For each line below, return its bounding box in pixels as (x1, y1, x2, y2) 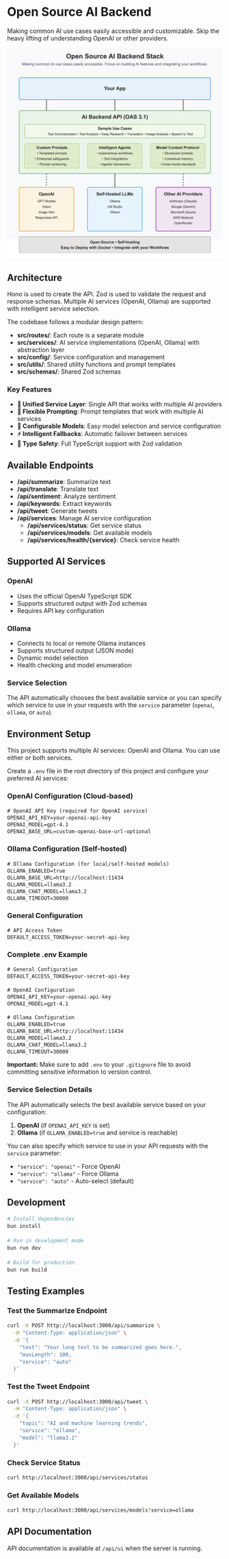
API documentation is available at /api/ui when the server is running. (7, 1544, 203, 1552)
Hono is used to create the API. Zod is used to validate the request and (7, 289, 206, 298)
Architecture (7, 271, 63, 283)
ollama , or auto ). (7, 708, 53, 716)
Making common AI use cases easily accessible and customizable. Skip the (7, 27, 220, 35)
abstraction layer (16, 346, 65, 354)
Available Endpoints (7, 459, 94, 471)
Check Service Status (7, 1458, 81, 1467)
